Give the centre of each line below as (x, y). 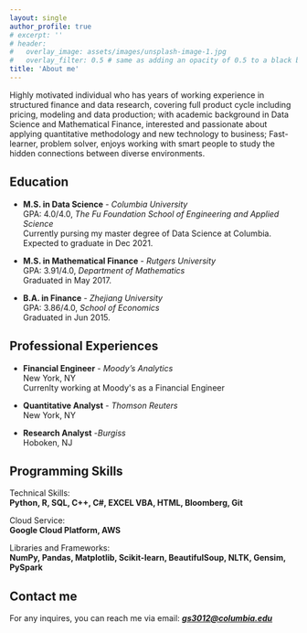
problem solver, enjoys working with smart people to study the (158, 144)
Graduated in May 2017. (67, 280)
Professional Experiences (84, 346)
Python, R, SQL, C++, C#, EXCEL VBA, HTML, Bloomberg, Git (127, 503)
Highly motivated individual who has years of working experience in (137, 95)
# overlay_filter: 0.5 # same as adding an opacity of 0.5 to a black (151, 60)
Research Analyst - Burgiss (74, 433)
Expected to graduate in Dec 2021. (88, 242)
